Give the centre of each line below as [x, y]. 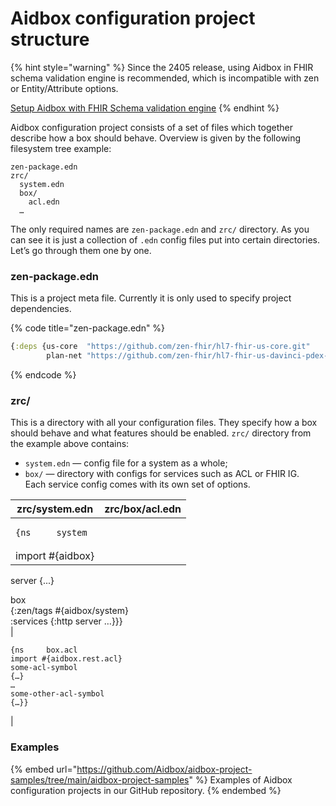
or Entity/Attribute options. [64, 88]
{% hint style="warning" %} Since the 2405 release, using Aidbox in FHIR [162, 67]
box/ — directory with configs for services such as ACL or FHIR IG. [162, 474]
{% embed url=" [44, 769]
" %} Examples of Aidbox [240, 779]
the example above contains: [70, 444]
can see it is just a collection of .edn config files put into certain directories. [165, 239]
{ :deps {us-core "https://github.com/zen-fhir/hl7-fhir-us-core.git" [160, 347]
